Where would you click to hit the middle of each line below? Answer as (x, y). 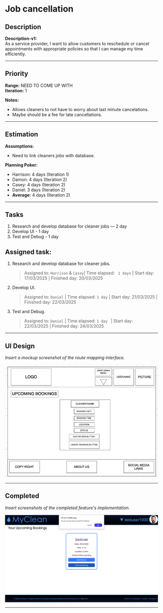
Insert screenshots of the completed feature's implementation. (67, 508)
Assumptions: (20, 146)
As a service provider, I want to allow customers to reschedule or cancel (77, 44)
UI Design (20, 346)
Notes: (12, 100)
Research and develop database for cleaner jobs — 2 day (69, 226)
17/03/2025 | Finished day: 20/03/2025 (64, 278)
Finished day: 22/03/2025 (50, 302)
